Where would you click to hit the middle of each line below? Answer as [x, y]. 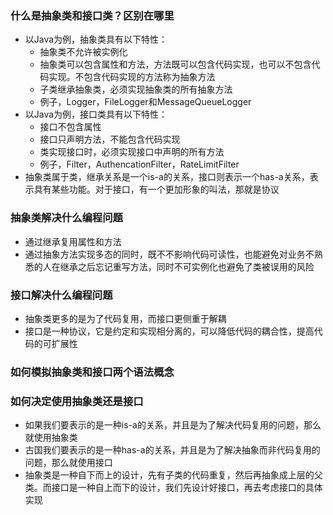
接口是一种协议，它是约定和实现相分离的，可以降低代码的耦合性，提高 [169, 331]
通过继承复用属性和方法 [73, 241]
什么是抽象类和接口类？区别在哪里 [92, 15]
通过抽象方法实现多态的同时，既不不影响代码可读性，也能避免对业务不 [169, 254]
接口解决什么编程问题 [61, 295]
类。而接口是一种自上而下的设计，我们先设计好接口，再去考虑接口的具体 [173, 488]
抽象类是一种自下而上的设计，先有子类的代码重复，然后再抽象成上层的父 [173, 475]
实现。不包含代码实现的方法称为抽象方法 [132, 77]
